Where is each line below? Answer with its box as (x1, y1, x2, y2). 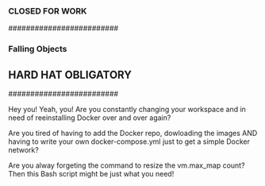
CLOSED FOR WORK (8, 6, 87, 17)
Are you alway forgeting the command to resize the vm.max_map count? (8, 161, 245, 170)
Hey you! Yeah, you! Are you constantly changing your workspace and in (8, 105, 246, 114)
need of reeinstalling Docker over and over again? (8, 113, 171, 122)
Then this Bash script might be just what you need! (8, 169, 175, 179)
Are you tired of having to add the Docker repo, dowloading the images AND (8, 129, 258, 138)
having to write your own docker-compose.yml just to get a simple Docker (8, 137, 250, 146)
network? (8, 145, 40, 155)
